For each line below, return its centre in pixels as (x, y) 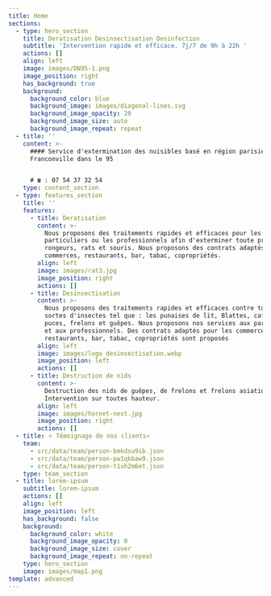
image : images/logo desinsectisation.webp (110, 353)
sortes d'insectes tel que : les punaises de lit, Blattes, (147, 316)
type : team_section (56, 474)
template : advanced (41, 579)
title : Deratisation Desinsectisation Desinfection (111, 38)
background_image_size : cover (80, 549)
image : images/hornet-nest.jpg (90, 413)
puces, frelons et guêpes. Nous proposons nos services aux (147, 323)
